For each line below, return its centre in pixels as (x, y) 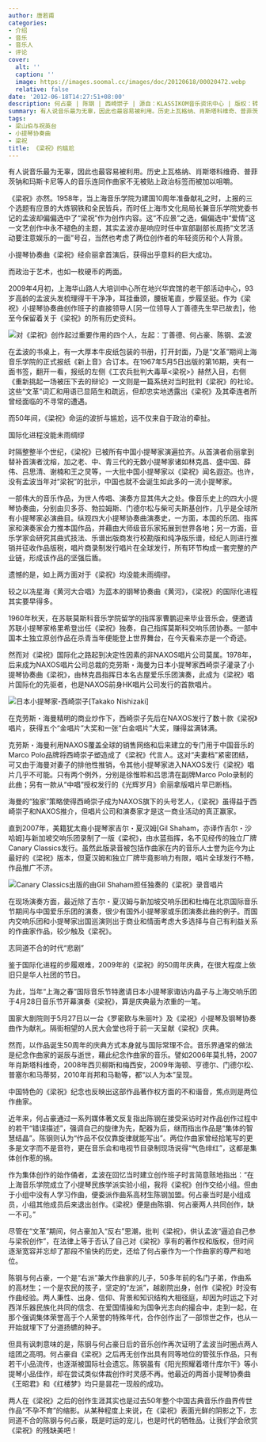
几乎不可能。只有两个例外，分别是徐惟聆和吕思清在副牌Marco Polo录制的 (134, 775)
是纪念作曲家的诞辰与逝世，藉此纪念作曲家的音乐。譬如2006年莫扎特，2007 (133, 1055)
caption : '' (35, 74)
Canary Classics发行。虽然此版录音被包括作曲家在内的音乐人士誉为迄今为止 (132, 848)
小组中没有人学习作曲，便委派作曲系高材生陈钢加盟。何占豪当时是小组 (129, 1195)
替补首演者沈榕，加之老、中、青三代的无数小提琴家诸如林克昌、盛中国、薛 (129, 462)
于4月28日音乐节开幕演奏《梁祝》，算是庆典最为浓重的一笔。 (107, 1001)
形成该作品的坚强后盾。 (67, 558)
